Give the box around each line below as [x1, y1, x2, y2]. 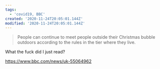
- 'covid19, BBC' [9, 12, 46, 17]
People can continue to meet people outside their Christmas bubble [17, 34, 156, 40]
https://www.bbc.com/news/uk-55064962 [5, 58, 92, 64]
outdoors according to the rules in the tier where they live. [17, 40, 136, 46]
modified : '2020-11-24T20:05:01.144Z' [5, 21, 85, 26]
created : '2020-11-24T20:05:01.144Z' [5, 16, 83, 21]
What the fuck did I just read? [5, 49, 65, 55]
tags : [5, 7, 16, 12]
